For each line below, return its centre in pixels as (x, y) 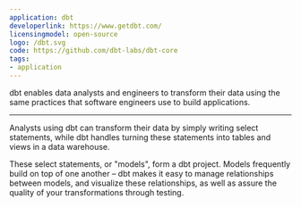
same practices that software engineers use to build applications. (130, 102)
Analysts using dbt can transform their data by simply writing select (134, 128)
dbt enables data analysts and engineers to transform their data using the (145, 92)
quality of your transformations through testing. (97, 192)
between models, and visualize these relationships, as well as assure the (143, 183)
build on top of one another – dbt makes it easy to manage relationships (142, 173)
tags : (19, 59)
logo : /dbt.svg (38, 42)
